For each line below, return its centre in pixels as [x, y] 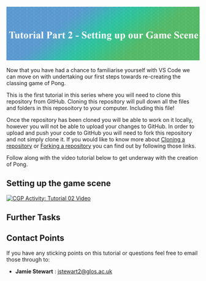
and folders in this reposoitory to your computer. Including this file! [90, 108]
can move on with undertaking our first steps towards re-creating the [93, 77]
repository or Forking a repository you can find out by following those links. [101, 146]
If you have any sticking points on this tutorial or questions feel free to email [102, 253]
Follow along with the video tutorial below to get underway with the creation [102, 157]
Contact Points [35, 238]
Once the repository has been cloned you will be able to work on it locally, [100, 119]
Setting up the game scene [59, 183]
